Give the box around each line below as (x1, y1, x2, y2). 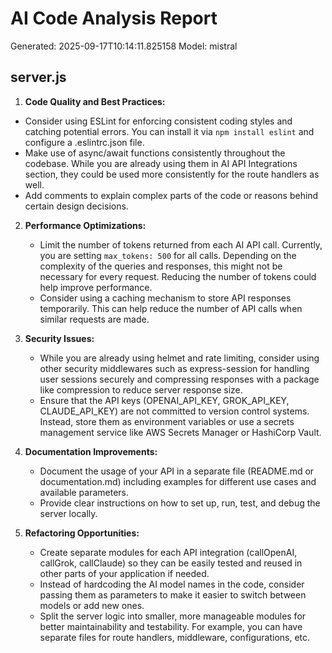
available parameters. (39, 486, 130, 498)
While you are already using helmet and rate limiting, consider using (39, 352, 320, 364)
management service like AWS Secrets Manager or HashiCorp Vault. (39, 426, 322, 438)
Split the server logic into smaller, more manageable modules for (39, 610, 307, 622)
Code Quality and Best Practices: (24, 95, 166, 107)
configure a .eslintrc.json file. (24, 136, 145, 148)
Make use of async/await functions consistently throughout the (24, 147, 286, 159)
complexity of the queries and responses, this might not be (39, 260, 283, 272)
